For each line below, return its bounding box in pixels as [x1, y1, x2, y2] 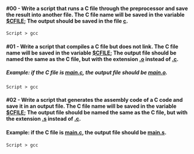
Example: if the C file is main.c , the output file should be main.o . [6, 69, 168, 76]
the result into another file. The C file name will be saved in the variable [6, 11, 185, 18]
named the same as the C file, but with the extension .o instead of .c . [6, 55, 179, 62]
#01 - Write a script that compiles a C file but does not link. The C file [6, 43, 179, 50]
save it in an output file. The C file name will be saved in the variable [6, 102, 177, 110]
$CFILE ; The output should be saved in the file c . [6, 17, 129, 24]
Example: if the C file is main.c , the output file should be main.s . [6, 129, 167, 136]
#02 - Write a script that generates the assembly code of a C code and [6, 97, 183, 104]
